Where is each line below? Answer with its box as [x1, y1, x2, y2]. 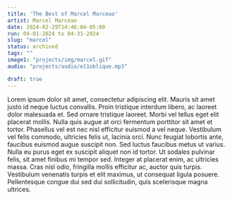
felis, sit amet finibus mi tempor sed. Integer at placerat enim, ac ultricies [7, 155, 219, 163]
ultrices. [7, 185, 31, 193]
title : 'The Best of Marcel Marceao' [7, 10, 118, 18]
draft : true [7, 76, 42, 83]
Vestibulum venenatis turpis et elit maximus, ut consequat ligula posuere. [7, 170, 220, 179]
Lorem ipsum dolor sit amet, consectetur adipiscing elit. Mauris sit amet [7, 95, 215, 103]
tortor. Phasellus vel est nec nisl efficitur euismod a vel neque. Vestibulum [7, 125, 222, 133]
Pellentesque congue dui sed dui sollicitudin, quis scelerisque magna [7, 177, 208, 186]
